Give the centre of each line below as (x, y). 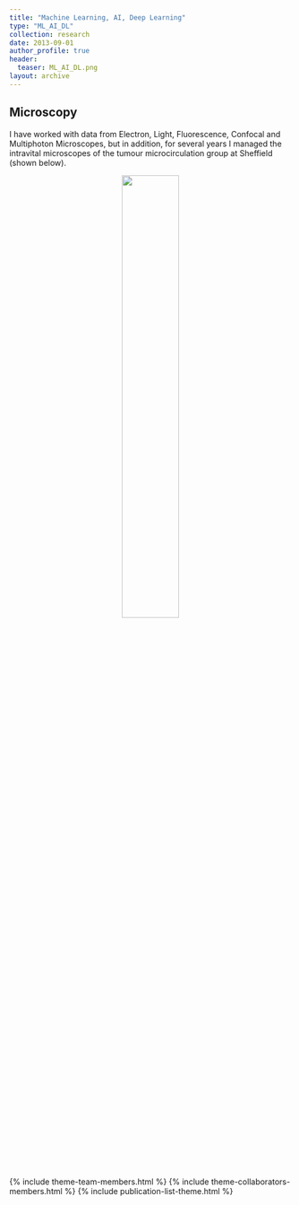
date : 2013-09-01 (42, 43)
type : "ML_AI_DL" (42, 26)
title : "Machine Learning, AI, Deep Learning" (98, 17)
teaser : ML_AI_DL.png (58, 68)
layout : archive (39, 76)
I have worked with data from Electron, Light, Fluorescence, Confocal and (145, 134)
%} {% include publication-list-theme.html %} (149, 1191)
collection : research (50, 34)
